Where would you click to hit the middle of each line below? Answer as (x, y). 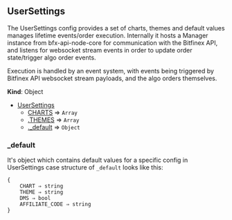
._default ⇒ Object (54, 127)
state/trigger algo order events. (52, 57)
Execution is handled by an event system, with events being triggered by (111, 71)
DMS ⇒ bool (35, 199)
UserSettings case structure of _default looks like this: (85, 167)
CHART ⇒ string (42, 186)
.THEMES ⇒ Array (53, 120)
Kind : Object (25, 91)
